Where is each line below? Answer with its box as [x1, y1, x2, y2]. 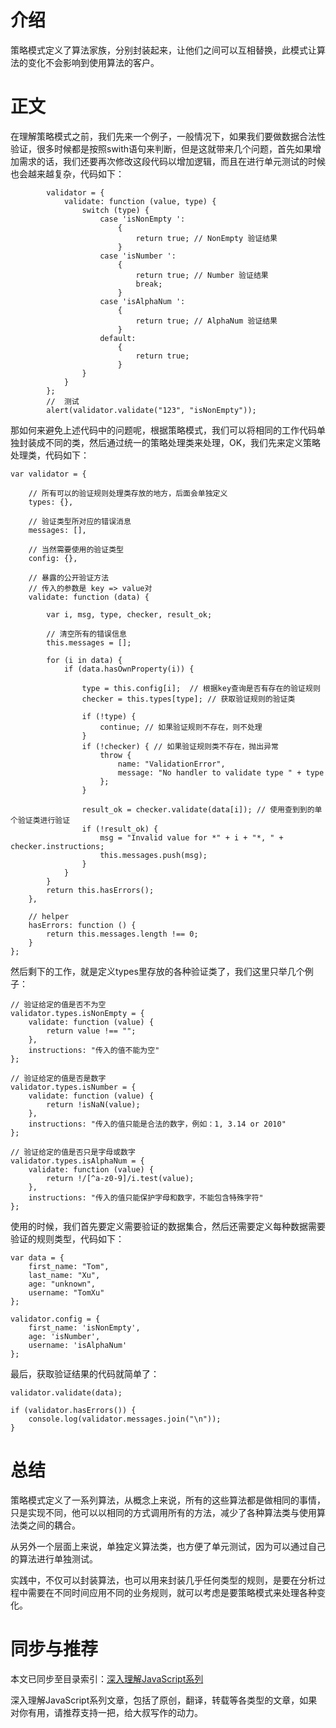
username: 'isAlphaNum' [28, 1340, 128, 1350]
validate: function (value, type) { [63, 196, 217, 206]
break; [135, 279, 163, 289]
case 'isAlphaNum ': [99, 296, 186, 306]
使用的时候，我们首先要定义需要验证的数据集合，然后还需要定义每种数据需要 [10, 1220, 326, 1232]
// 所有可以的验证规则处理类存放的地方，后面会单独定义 [28, 488, 228, 498]
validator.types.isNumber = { [10, 1082, 137, 1092]
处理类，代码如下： [10, 449, 90, 461]
